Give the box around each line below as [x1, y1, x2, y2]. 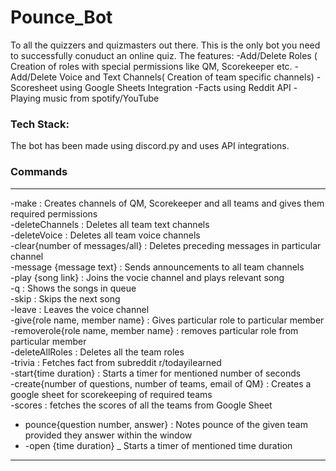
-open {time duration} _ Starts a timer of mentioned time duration [24, 439, 293, 451]
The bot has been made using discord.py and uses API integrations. [10, 140, 290, 152]
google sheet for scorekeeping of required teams [10, 388, 213, 400]
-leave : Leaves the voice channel [10, 303, 150, 315]
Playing [10, 92, 42, 104]
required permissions [10, 207, 98, 220]
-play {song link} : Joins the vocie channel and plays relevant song [10, 271, 285, 283]
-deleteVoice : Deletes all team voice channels [10, 229, 201, 241]
